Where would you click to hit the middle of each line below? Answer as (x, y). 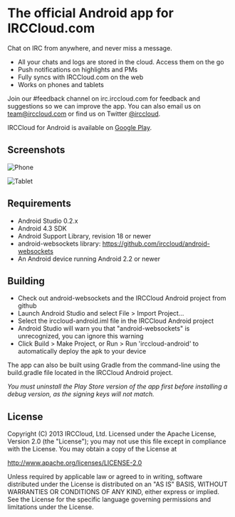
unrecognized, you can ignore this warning (80, 336)
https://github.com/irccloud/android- (156, 244)
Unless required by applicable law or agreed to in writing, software (105, 477)
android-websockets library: (59, 244)
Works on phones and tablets (61, 84)
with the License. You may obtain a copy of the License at (92, 449)
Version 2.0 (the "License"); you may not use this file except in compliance (117, 441)
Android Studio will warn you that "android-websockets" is (104, 328)
